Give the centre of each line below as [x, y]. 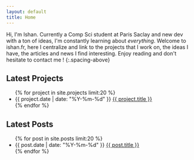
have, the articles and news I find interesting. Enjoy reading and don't [91, 53]
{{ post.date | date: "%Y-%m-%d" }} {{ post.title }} [77, 145]
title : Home [21, 17]
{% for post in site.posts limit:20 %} [58, 139]
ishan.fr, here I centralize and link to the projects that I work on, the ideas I [97, 47]
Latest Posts [30, 124]
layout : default [26, 12]
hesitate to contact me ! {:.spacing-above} [58, 60]
